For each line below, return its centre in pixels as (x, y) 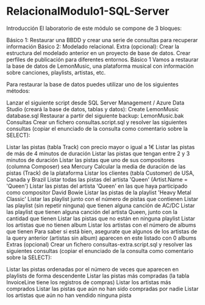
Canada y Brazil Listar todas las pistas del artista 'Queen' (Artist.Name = (97, 179)
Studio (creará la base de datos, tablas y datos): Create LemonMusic (92, 109)
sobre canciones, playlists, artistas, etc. (56, 72)
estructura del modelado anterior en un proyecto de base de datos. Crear (99, 53)
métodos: (18, 90)
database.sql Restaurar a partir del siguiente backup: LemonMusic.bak (95, 116)
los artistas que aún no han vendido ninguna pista (69, 295)
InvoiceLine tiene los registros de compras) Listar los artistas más (89, 282)
